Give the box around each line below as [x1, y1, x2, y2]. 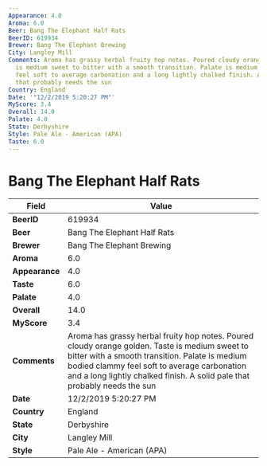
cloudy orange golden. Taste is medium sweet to [67, 340, 249, 351]
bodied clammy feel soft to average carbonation [67, 360, 247, 371]
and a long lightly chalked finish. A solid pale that [67, 370, 250, 382]
